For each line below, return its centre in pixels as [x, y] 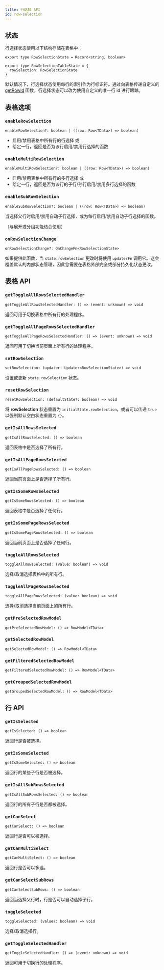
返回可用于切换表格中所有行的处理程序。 [46, 314]
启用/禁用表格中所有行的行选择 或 [46, 140]
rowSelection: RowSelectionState [44, 70]
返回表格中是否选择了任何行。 [35, 511]
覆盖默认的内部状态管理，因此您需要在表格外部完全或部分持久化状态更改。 [80, 264]
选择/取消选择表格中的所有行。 [36, 574]
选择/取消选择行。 [23, 931]
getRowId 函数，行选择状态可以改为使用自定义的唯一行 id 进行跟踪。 [74, 90]
